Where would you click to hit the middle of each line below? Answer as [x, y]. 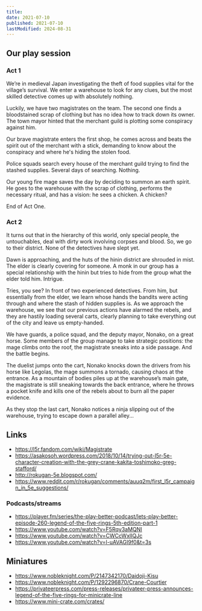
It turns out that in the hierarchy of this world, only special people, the [93, 235]
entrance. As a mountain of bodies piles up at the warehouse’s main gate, [97, 378]
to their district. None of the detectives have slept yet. [73, 248]
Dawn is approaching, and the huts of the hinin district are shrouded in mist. [100, 260]
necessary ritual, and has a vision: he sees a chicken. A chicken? [87, 195]
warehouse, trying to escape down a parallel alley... [70, 416]
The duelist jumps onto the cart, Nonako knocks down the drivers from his [99, 366]
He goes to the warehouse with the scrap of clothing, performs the [89, 188]
